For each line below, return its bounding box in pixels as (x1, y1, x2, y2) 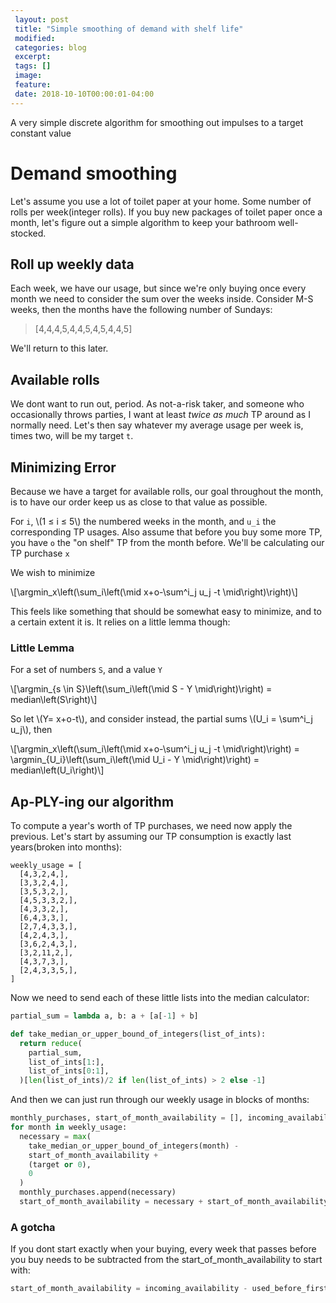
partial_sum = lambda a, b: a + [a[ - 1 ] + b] (10, 1011, 199, 1021)
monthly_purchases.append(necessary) (19, 1187, 177, 1198)
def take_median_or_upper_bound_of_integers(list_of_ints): (10, 1029, 267, 1039)
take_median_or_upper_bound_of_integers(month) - (28, 1141, 240, 1151)
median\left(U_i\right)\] (10, 764, 105, 776)
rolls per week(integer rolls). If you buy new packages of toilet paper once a (10, 206, 323, 218)
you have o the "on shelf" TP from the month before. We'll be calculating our (10, 537, 325, 548)
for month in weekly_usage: (10, 1122, 128, 1133)
